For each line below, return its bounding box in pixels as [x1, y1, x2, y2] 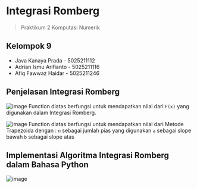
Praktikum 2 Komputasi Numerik [20, 24, 100, 31]
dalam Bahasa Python [6, 159, 89, 170]
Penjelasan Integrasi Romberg [6, 87, 120, 97]
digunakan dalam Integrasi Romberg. [6, 109, 96, 116]
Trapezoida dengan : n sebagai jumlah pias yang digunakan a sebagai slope [6, 127, 192, 134]
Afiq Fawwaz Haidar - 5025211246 [14, 70, 100, 77]
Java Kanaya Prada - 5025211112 [14, 57, 95, 64]
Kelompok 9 [6, 41, 52, 51]
